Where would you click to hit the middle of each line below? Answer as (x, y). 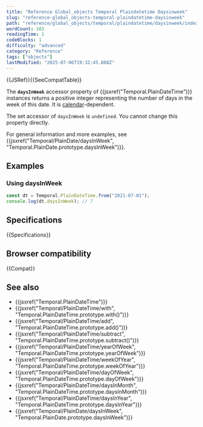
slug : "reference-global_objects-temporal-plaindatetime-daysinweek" (96, 18)
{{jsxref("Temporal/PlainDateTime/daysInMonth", (76, 385)
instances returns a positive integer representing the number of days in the (99, 98)
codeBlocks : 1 (24, 40)
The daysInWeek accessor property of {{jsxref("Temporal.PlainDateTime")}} (99, 91)
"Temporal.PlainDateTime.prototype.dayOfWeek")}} (79, 379)
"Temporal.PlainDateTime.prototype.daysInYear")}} (78, 405)
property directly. (28, 122)
